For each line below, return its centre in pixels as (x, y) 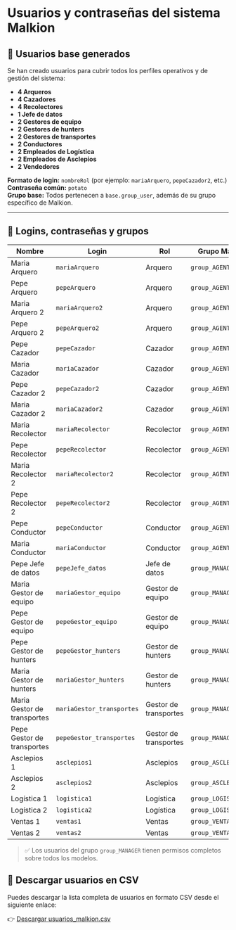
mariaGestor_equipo (88, 593)
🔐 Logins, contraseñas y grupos (78, 231)
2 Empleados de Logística (56, 152)
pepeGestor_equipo (86, 622)
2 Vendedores (38, 166)
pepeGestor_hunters (88, 651)
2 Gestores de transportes (57, 136)
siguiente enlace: (32, 905)
